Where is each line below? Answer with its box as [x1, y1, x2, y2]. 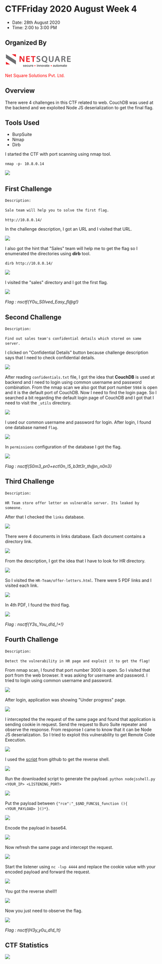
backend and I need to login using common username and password [5, 380, 142, 385]
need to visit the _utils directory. [5, 400, 72, 406]
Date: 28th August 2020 [12, 19, 60, 25]
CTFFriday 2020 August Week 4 [5, 3, 137, 15]
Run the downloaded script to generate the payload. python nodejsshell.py [5, 776, 156, 781]
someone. [5, 505, 23, 510]
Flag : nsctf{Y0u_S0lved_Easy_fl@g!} [5, 299, 79, 305]
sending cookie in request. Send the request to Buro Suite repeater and [5, 721, 147, 727]
